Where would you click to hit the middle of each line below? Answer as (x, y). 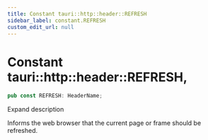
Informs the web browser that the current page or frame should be (104, 123)
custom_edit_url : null (41, 27)
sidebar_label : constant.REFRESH (57, 21)
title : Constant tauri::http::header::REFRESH (77, 14)
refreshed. (23, 131)
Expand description (36, 110)
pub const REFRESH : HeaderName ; (55, 96)
